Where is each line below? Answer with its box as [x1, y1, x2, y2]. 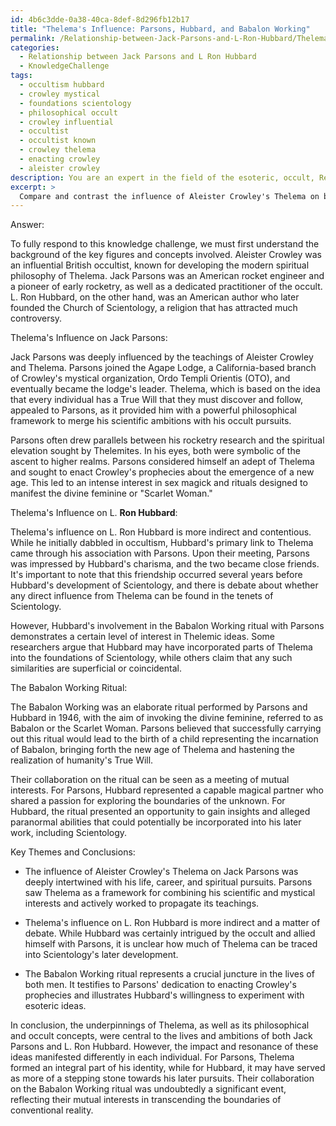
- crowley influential [19, 117, 114, 127]
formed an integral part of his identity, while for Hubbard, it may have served [10, 1062, 326, 1074]
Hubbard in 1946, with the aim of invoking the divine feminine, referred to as [10, 712, 324, 724]
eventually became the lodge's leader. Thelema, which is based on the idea [10, 383, 321, 395]
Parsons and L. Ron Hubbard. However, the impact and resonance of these [10, 1041, 319, 1053]
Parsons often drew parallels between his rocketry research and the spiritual [10, 434, 325, 446]
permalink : [10, 33, 56, 43]
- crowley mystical [19, 89, 101, 99]
